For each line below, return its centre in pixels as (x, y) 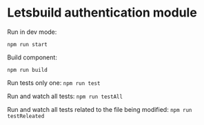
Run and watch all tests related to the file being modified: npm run (100, 109)
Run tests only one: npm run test (54, 83)
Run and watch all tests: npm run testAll (65, 96)
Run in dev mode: (32, 32)
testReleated (26, 116)
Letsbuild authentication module (102, 13)
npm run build (28, 70)
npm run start (28, 44)
